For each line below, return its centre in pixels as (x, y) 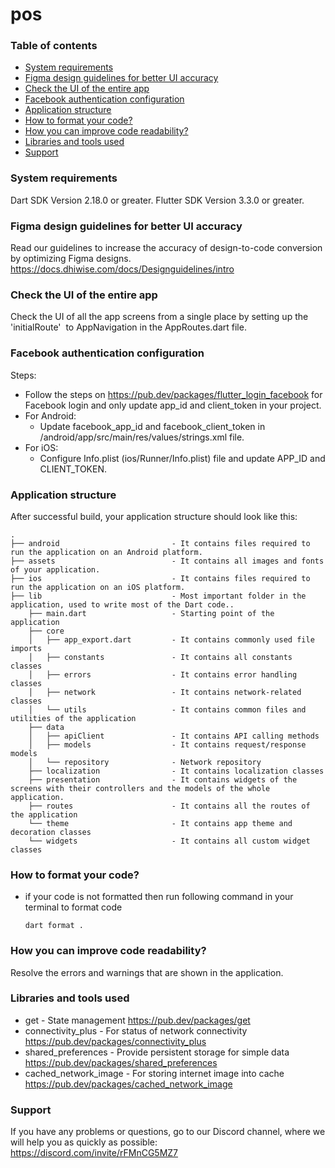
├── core (46, 631)
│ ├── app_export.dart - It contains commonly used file (171, 639)
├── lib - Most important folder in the (158, 596)
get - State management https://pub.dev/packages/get (137, 1020)
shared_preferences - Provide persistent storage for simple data (157, 1052)
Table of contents (54, 46)
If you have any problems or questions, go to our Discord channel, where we (168, 1132)
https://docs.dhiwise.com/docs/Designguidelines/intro (122, 269)
